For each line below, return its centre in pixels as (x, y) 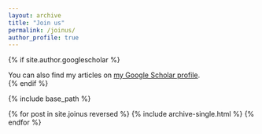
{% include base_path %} (50, 99)
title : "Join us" (37, 23)
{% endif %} (28, 84)
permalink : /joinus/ (42, 30)
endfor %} (25, 122)
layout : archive (35, 15)
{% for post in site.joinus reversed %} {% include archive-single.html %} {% (131, 114)
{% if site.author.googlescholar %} (64, 60)
